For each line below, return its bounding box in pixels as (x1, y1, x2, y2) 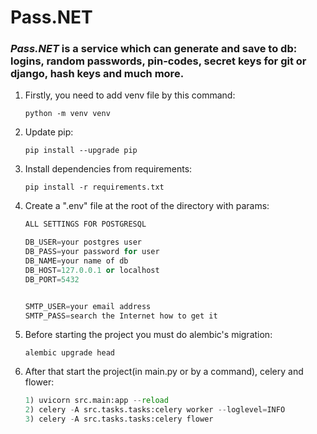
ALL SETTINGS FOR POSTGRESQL (24, 219, 147, 230)
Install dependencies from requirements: (24, 163, 193, 175)
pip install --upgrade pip (24, 146, 138, 156)
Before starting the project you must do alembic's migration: (24, 329, 273, 341)
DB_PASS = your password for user (24, 247, 160, 257)
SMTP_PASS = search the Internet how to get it (24, 311, 218, 321)
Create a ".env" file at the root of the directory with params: (24, 200, 270, 212)
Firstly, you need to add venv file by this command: (24, 89, 236, 101)
